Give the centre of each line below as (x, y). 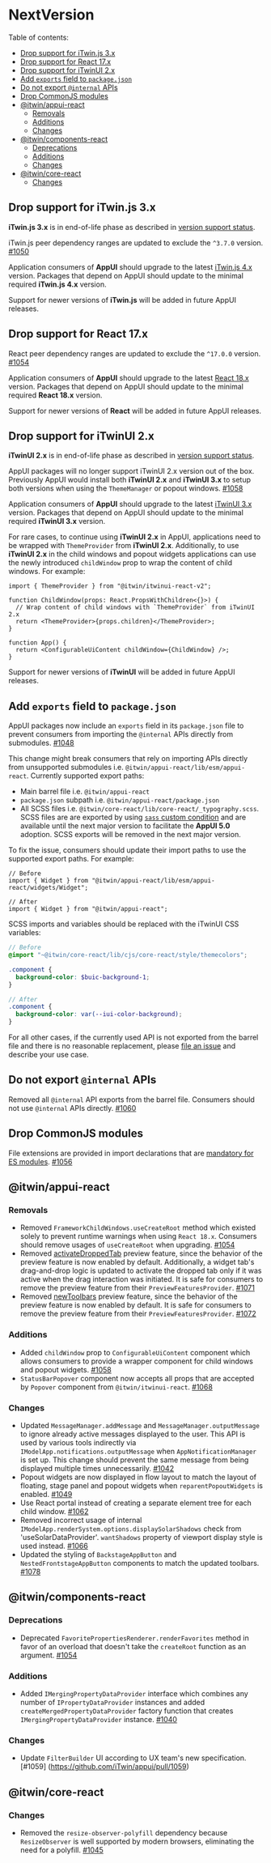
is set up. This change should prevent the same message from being (134, 1460)
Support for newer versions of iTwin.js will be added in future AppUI (123, 300)
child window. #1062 (54, 1511)
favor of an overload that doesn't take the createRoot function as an (133, 1646)
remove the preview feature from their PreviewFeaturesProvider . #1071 (137, 1288)
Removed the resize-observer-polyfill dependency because (124, 1832)
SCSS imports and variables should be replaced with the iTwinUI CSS (124, 924)
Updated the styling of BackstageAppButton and (98, 1554)
